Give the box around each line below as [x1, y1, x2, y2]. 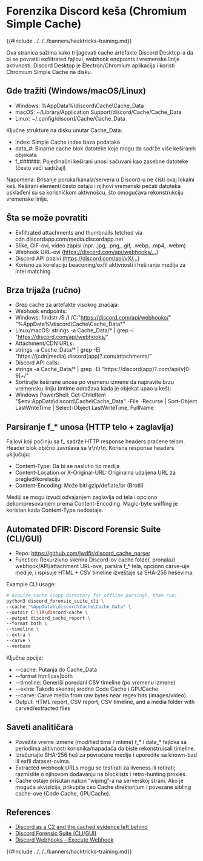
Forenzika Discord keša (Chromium [6, 4, 187, 18]
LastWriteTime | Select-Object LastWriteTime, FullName [15, 404, 154, 412]
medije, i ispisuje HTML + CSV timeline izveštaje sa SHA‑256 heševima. [15, 569, 194, 576]
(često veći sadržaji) [15, 164, 66, 171]
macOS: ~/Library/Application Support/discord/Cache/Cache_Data [15, 108, 182, 116]
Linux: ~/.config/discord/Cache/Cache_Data [15, 115, 125, 122]
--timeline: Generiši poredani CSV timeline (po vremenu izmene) [15, 678, 176, 686]
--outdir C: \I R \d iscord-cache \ [6, 609, 88, 615]
